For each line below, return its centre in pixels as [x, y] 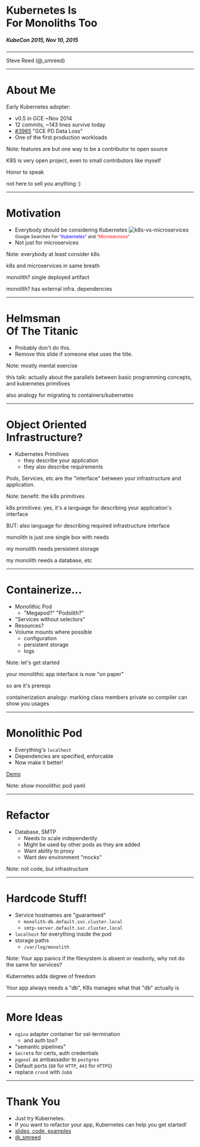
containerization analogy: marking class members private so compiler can [97, 697]
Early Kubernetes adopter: [38, 107]
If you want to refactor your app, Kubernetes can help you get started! [101, 1124]
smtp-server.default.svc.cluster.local [73, 928]
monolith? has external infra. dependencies [59, 289]
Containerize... [44, 590]
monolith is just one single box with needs [57, 537]
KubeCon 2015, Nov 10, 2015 [42, 40]
